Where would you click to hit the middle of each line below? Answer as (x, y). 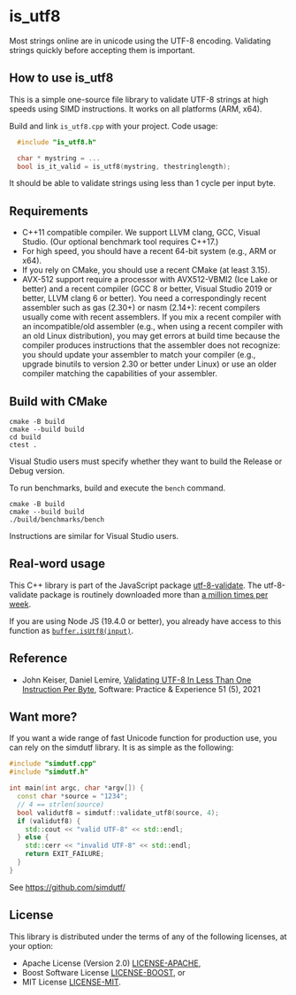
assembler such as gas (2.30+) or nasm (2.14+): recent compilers (141, 308)
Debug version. (37, 471)
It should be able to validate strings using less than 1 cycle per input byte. (142, 183)
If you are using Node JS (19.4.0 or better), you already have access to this (145, 621)
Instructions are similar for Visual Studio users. (94, 536)
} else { (33, 837)
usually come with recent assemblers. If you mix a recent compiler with (151, 317)
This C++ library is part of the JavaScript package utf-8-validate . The (136, 585)
